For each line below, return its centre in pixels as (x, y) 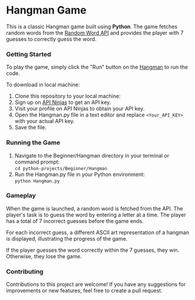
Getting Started (29, 54)
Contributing (25, 271)
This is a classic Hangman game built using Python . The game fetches (92, 26)
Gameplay (21, 196)
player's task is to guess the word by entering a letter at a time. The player (96, 215)
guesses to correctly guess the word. (51, 39)
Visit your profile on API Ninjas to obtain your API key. (80, 109)
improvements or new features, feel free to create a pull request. (85, 291)
